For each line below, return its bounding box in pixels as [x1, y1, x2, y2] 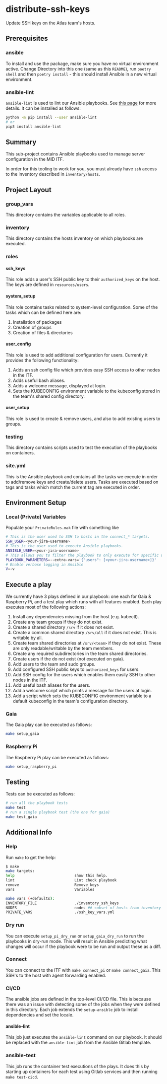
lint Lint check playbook [5, 878, 117, 883]
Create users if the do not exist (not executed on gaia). [12, 656, 124, 662]
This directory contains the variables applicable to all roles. [5, 212, 126, 218]
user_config [5, 341, 31, 347]
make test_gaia [5, 814, 37, 819]
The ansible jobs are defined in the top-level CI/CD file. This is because [5, 996, 151, 1002]
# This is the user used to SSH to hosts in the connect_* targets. [5, 534, 150, 539]
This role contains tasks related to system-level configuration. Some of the [5, 304, 158, 310]
